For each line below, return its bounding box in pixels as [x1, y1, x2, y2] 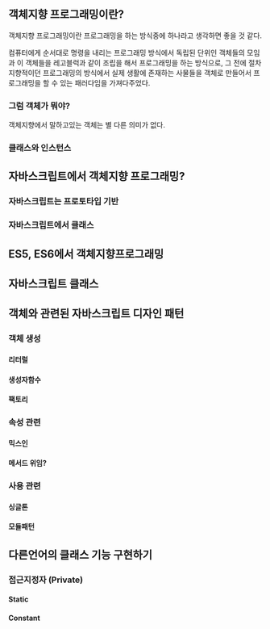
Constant [8, 613, 40, 623]
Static [8, 594, 29, 604]
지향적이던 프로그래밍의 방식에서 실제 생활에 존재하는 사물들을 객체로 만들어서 [8, 68, 252, 78]
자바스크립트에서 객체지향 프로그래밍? [8, 170, 185, 183]
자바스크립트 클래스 [8, 277, 99, 291]
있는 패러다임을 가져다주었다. [59, 78, 151, 87]
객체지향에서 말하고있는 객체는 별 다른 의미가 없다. [8, 120, 166, 130]
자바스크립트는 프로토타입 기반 [8, 196, 119, 208]
